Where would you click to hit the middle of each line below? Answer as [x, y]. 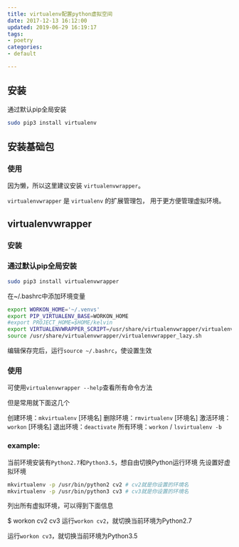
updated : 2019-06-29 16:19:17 [52, 27]
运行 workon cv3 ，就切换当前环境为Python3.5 [73, 536]
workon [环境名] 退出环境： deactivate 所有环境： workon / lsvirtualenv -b [115, 427]
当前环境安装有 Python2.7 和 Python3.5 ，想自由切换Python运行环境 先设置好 [116, 462]
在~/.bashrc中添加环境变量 [47, 296]
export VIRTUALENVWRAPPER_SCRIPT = [59, 329]
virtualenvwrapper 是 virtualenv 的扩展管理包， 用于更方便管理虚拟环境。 [116, 201]
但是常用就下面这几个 [38, 403]
